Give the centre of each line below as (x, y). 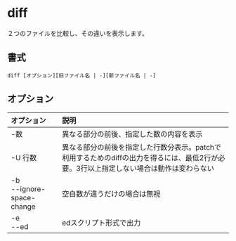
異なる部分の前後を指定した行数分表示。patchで (142, 147)
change (24, 207)
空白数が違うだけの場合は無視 (111, 193)
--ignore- (28, 189)
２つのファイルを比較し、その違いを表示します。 (78, 33)
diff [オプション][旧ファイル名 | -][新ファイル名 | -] (82, 75)
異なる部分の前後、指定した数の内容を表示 (132, 133)
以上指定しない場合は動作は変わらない (151, 168)
